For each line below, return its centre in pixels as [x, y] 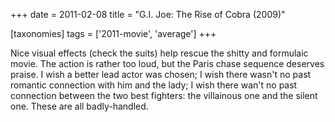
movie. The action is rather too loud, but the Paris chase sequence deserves [167, 63]
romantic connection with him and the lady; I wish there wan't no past [154, 85]
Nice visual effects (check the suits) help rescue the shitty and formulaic [159, 53]
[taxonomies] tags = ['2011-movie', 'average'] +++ [113, 33]
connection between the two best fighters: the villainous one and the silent [164, 95]
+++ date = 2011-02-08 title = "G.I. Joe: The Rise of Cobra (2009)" [148, 14]
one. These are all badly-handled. [79, 106]
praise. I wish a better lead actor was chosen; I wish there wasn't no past [161, 74]
